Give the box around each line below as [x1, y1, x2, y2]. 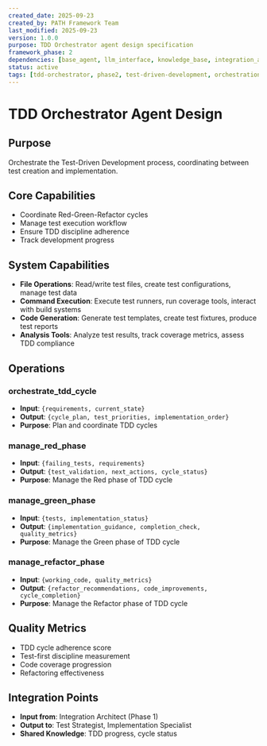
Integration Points [8, 691, 99, 705]
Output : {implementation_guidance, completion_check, [19, 521, 201, 531]
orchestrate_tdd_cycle [8, 385, 97, 396]
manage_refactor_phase [8, 557, 105, 568]
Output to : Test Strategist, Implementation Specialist [19, 721, 192, 730]
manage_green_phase [8, 495, 96, 506]
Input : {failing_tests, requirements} [19, 458, 145, 468]
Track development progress [19, 235, 115, 245]
